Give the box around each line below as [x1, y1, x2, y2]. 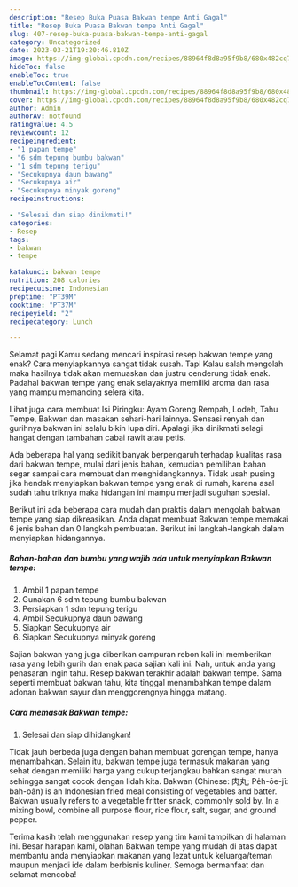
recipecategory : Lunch [9, 317, 93, 326]
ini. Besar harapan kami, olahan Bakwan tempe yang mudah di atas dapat [9, 841, 278, 852]
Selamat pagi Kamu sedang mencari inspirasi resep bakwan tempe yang [9, 349, 273, 360]
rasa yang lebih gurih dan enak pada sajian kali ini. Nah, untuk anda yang [9, 658, 276, 670]
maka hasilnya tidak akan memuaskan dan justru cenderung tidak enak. [9, 368, 271, 379]
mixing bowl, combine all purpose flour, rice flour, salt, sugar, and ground [9, 805, 277, 816]
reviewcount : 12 [9, 129, 69, 137]
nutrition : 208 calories [9, 276, 101, 285]
